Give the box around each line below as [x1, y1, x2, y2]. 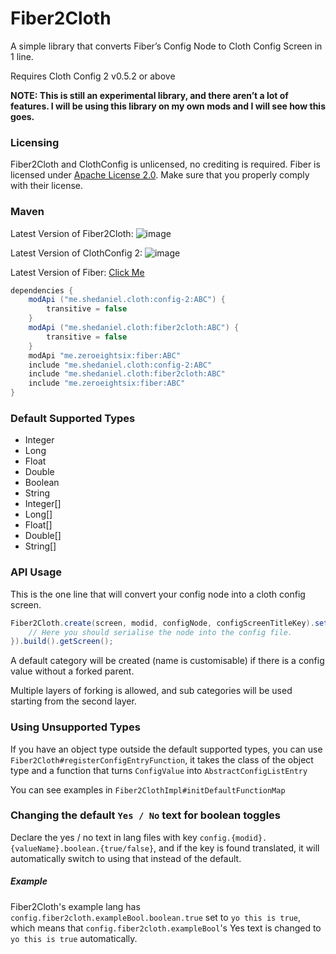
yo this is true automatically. [10, 932, 138, 944]
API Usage [10, 565, 62, 579]
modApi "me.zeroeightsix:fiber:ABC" [28, 350, 182, 361]
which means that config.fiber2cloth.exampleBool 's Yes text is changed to [10, 922, 322, 934]
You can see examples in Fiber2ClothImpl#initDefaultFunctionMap [10, 783, 286, 796]
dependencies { [10, 285, 74, 296]
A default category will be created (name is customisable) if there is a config [10, 655, 325, 667]
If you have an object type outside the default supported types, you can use [10, 743, 323, 755]
